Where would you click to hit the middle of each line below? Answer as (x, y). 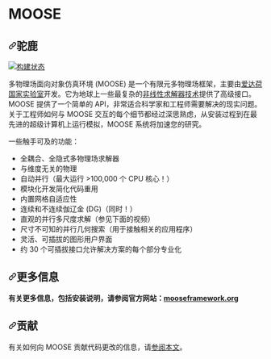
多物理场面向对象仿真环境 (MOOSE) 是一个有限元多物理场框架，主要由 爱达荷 (135, 84)
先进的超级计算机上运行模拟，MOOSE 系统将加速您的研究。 (107, 124)
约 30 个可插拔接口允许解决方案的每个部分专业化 (101, 249)
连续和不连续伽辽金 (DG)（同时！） (78, 209)
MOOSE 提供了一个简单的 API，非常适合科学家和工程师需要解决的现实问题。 (135, 104)
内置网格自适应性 (48, 199)
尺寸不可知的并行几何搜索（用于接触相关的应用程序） (108, 229)
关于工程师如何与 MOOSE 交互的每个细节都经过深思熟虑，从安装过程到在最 (133, 114)
